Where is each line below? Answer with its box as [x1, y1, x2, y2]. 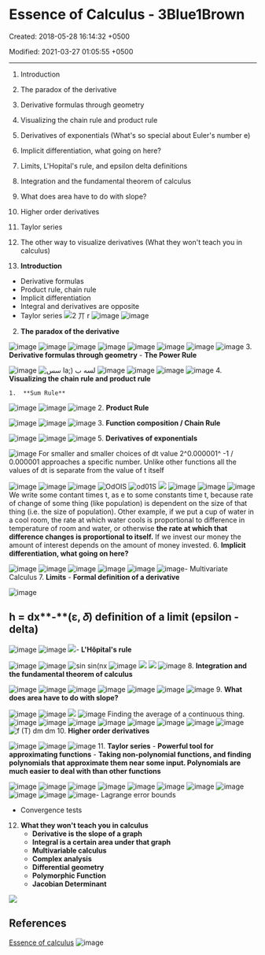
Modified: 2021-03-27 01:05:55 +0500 [9, 46, 134, 56]
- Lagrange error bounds [95, 790, 176, 799]
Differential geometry [31, 862, 105, 871]
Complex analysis [31, 853, 93, 864]
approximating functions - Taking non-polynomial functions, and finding [9, 749, 252, 759]
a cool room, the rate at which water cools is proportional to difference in [9, 515, 245, 525]
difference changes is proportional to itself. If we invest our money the [9, 532, 242, 541]
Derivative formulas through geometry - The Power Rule [9, 350, 197, 359]
